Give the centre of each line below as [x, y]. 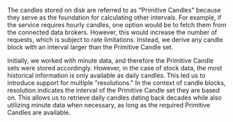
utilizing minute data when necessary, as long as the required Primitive [109, 105]
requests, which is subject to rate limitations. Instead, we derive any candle [115, 40]
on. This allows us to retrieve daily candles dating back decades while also [114, 98]
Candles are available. [39, 112]
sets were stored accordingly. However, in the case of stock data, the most [115, 68]
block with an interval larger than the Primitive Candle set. [90, 47]
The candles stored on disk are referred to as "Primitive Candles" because [114, 10]
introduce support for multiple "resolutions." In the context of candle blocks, [116, 83]
